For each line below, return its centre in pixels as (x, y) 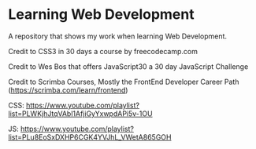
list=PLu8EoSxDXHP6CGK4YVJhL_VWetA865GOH (90, 137)
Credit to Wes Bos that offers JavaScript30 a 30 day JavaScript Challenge (128, 66)
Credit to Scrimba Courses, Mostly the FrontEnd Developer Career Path (124, 82)
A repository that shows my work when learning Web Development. (117, 36)
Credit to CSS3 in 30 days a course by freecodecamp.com (103, 51)
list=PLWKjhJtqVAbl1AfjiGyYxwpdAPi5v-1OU (80, 113)
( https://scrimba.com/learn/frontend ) (68, 90)
